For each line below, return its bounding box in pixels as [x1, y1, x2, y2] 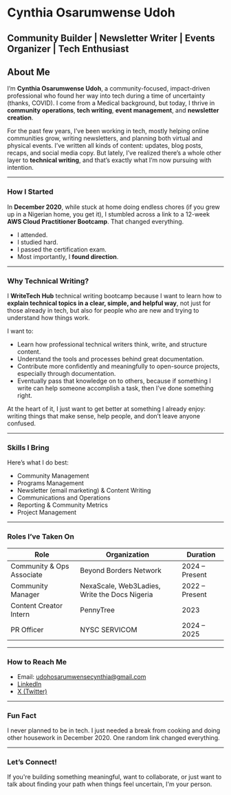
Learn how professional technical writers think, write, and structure [16, 340, 208, 348]
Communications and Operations [16, 493, 111, 502]
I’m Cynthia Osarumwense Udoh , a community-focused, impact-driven [7, 85, 210, 93]
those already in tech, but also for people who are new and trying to [7, 306, 199, 314]
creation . [7, 113, 34, 122]
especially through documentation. [16, 369, 116, 377]
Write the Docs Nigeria [80, 590, 153, 599]
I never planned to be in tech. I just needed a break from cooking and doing [7, 726, 221, 735]
